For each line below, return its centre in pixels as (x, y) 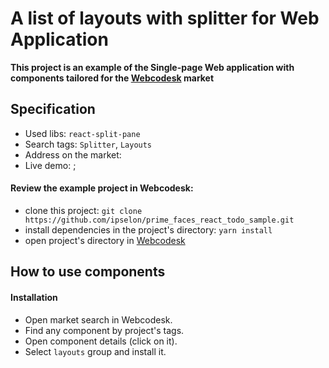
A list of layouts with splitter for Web (165, 18)
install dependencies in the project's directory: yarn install (148, 229)
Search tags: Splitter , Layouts (88, 144)
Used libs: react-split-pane (82, 133)
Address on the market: (73, 154)
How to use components (88, 272)
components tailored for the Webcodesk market (112, 78)
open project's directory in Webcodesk (105, 240)
